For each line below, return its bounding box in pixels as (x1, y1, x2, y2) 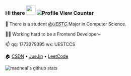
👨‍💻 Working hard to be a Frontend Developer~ (5, 31, 101, 37)
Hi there (5, 9, 25, 16)
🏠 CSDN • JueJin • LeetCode (5, 53, 69, 59)
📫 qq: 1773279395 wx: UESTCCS (5, 41, 76, 48)
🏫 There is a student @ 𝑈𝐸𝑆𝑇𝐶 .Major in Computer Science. (5, 21, 127, 27)
